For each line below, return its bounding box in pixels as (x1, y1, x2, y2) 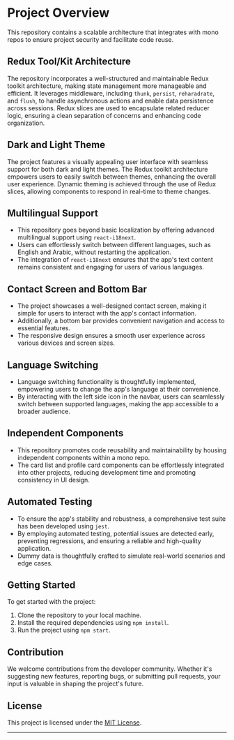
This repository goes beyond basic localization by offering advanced (17, 225, 214, 235)
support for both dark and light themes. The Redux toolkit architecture (7, 165, 208, 173)
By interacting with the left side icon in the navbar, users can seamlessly (17, 392, 225, 401)
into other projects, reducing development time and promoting (17, 468, 196, 476)
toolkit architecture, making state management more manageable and (7, 82, 207, 90)
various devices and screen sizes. (17, 339, 115, 347)
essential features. (17, 324, 71, 332)
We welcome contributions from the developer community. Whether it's (7, 665, 212, 673)
